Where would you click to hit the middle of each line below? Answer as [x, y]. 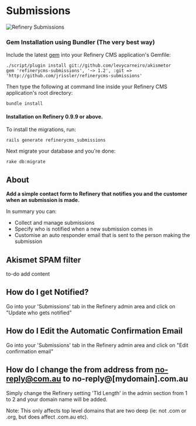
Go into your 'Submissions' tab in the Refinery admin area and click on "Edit [97, 345]
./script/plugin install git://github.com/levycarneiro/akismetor [89, 66]
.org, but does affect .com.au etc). [47, 417]
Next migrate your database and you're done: [61, 151]
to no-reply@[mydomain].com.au [125, 379]
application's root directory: [39, 93]
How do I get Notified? [47, 292]
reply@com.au [34, 379]
